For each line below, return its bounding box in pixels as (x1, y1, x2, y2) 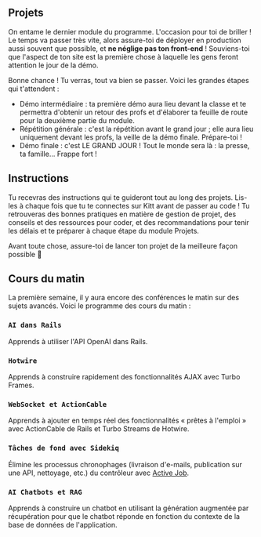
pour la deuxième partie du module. (19, 115, 136, 125)
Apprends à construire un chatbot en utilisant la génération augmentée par (8, 503, 249, 513)
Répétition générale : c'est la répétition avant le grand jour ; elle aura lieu (19, 124, 254, 133)
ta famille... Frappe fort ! (19, 149, 98, 158)
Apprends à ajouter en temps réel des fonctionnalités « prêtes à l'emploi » (8, 415, 247, 426)
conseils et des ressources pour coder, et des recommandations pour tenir (8, 217, 249, 227)
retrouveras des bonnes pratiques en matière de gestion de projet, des (8, 209, 237, 219)
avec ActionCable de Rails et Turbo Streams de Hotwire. (8, 424, 190, 434)
